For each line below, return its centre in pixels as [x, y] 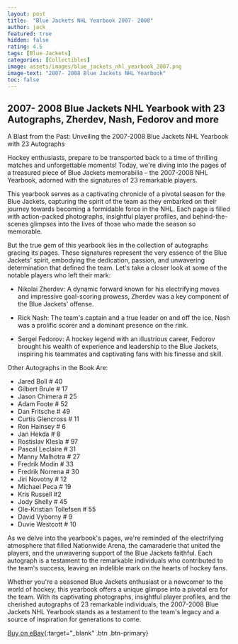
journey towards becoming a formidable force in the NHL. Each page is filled [119, 209]
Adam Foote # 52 [43, 404]
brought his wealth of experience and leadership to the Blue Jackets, [118, 347]
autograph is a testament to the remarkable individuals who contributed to [115, 560]
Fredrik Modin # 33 [46, 464]
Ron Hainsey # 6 [41, 427]
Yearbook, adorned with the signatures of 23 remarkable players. [102, 180]
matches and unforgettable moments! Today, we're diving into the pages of [117, 165]
